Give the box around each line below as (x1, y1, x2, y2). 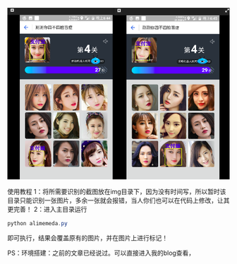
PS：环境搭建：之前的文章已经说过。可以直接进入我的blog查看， (7, 248, 195, 258)
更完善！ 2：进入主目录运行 (7, 205, 87, 214)
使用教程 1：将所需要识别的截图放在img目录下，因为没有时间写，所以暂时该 (7, 188, 226, 196)
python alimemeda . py (7, 220, 68, 227)
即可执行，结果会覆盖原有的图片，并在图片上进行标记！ (7, 234, 168, 242)
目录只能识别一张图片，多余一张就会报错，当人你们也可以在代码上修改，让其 (7, 196, 230, 205)
